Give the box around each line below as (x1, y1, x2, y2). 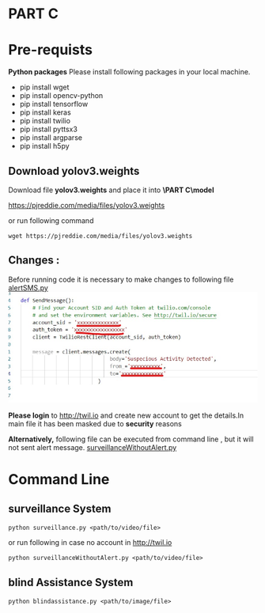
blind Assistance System (8, 575, 134, 589)
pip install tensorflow (19, 100, 89, 109)
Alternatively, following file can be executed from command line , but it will (8, 434, 255, 444)
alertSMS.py (8, 282, 49, 293)
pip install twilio (19, 116, 71, 126)
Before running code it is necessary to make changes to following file (8, 274, 234, 284)
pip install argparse (19, 133, 83, 142)
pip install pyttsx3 (19, 124, 78, 134)
